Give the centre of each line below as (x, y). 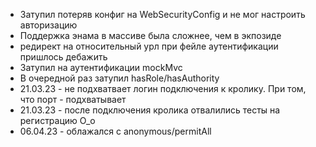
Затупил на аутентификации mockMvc (101, 67)
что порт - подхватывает (73, 99)
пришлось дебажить (63, 57)
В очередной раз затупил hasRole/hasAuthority (119, 78)
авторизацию (48, 25)
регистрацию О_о (57, 120)
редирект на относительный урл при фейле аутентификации (149, 46)
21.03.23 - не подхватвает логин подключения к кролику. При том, (163, 88)
